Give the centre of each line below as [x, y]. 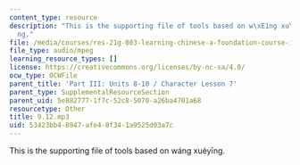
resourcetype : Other [48, 109]
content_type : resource [54, 17]
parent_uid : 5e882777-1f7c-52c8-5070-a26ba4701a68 [105, 100]
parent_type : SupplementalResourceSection [89, 92]
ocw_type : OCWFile [43, 76]
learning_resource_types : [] [63, 59]
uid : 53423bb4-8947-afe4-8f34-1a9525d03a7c [92, 126]
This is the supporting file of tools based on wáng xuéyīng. [117, 151]
